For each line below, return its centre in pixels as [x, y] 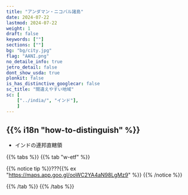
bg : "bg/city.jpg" [29, 51]
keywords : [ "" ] [25, 39]
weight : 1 [19, 28]
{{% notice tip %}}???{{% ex [41, 169]
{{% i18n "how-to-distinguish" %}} [73, 130]
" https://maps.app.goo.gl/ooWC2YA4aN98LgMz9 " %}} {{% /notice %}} [94, 175]
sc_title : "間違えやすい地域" [40, 89]
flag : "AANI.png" [28, 56]
